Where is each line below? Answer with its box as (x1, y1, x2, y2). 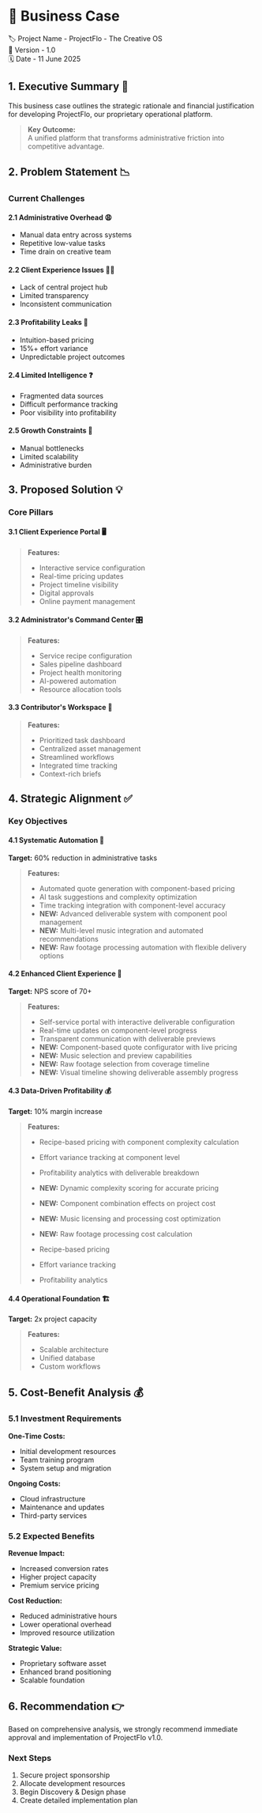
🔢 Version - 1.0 (8, 45, 56, 55)
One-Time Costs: (8, 1431, 65, 1441)
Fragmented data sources (19, 391, 104, 400)
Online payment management (39, 596, 136, 606)
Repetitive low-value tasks (19, 239, 106, 248)
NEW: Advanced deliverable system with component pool (39, 908, 227, 918)
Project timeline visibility (39, 580, 119, 589)
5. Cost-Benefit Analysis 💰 (8, 1385, 144, 1399)
